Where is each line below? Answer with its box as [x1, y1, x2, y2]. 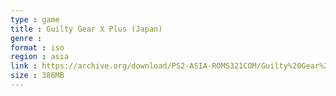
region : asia [10, 52, 70, 62]
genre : [10, 33, 43, 43]
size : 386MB [10, 71, 65, 81]
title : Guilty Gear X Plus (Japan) [10, 24, 163, 34]
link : [10, 61, 38, 71]
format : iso [10, 42, 65, 53]
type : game [10, 14, 60, 25]
